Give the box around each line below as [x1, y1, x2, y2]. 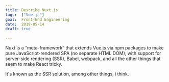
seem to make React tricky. [5, 61, 63, 67]
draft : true [5, 26, 31, 32]
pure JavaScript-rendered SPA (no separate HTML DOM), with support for [5, 50, 162, 57]
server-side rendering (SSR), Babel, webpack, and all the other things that [5, 56, 161, 62]
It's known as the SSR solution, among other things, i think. [5, 71, 129, 77]
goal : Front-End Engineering [5, 17, 70, 22]
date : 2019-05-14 [5, 21, 44, 27]
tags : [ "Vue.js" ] [5, 12, 44, 17]
